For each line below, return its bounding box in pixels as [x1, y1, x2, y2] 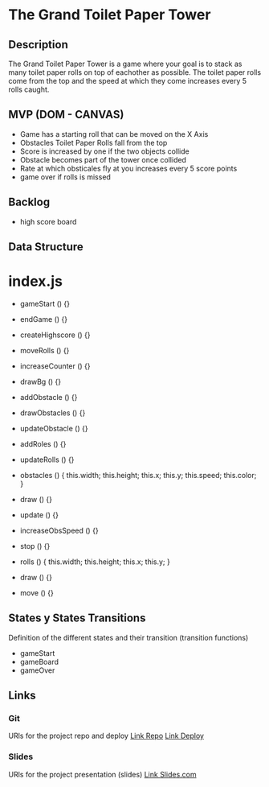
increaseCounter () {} [19, 361, 91, 371]
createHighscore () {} [19, 330, 91, 340]
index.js [8, 272, 63, 290]
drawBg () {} [19, 377, 62, 386]
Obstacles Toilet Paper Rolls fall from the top [19, 138, 168, 147]
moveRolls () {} [19, 345, 70, 355]
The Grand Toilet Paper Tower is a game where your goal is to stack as [8, 59, 243, 68]
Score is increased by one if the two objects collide [19, 146, 190, 156]
